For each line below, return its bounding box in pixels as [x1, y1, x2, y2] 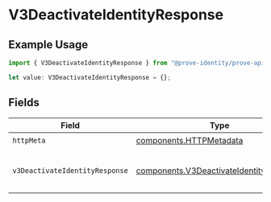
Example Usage [8, 38, 89, 52]
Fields [8, 96, 40, 109]
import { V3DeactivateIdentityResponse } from [8, 59, 168, 67]
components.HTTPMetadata [135, 135, 244, 146]
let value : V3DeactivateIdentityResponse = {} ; [8, 73, 172, 81]
